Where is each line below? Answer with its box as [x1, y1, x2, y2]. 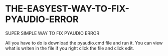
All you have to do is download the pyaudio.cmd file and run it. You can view [5, 39, 163, 45]
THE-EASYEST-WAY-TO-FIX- [5, 3, 129, 14]
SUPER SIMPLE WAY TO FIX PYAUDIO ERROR [5, 30, 100, 36]
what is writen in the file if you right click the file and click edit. [5, 45, 134, 51]
